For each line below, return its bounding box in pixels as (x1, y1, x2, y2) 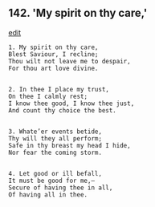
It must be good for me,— (8, 177, 95, 185)
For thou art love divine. (8, 64, 99, 72)
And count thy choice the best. (8, 106, 116, 115)
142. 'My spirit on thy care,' (8, 6, 148, 20)
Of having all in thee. (8, 190, 88, 199)
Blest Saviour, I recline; (8, 50, 99, 59)
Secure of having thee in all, (8, 184, 113, 192)
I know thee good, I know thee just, (8, 99, 135, 108)
